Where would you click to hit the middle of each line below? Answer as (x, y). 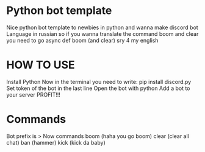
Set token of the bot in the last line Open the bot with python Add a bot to (98, 88)
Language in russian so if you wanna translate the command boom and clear (103, 33)
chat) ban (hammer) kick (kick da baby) (56, 142)
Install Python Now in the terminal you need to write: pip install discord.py (99, 81)
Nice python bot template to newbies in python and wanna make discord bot (102, 27)
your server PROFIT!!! (34, 94)
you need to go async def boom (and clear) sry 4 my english (82, 40)
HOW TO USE (41, 65)
